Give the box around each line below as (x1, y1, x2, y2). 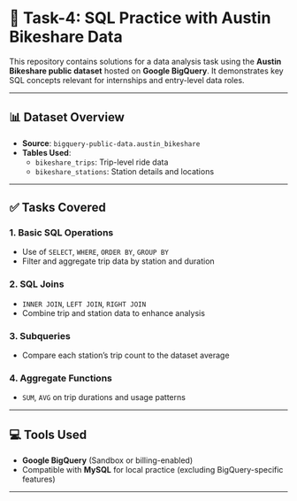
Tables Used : (21, 147, 72, 158)
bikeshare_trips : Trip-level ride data (34, 157, 169, 167)
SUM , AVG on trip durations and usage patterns (21, 392, 186, 403)
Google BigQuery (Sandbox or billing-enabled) (21, 455, 194, 466)
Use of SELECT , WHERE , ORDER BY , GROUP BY (21, 247, 170, 258)
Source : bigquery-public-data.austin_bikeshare (21, 137, 201, 149)
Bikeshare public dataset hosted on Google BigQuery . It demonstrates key (9, 66, 285, 76)
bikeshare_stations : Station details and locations (34, 166, 215, 176)
